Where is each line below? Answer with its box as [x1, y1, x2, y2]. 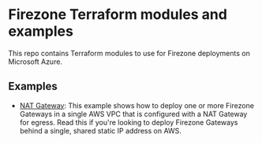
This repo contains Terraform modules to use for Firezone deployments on [8, 48, 250, 58]
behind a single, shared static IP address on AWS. [19, 126, 182, 135]
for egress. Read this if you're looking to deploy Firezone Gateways [19, 117, 238, 127]
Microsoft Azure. [8, 57, 63, 66]
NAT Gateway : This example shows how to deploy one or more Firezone [19, 100, 255, 110]
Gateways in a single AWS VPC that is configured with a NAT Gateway [19, 109, 248, 119]
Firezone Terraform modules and [8, 6, 227, 24]
